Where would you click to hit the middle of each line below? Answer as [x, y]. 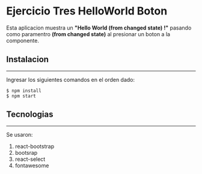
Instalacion [28, 59]
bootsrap [26, 152]
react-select [30, 159]
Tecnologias [30, 115]
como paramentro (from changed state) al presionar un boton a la [88, 34]
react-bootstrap [35, 146]
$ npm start [21, 96]
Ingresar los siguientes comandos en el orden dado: [71, 79]
